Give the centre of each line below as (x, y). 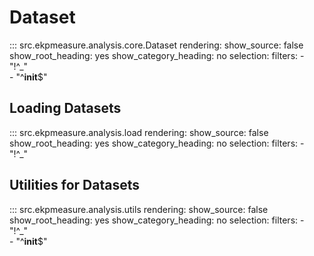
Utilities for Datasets (74, 185)
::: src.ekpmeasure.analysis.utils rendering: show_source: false (139, 209)
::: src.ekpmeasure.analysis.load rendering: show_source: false (139, 132)
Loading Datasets (65, 108)
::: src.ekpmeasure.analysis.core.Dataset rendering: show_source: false (156, 45)
